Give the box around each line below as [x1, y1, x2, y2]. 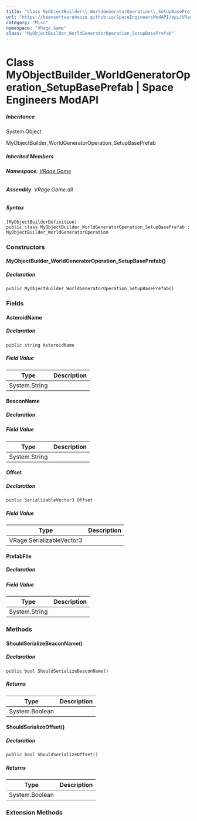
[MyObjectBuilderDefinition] [6, 219, 77, 225]
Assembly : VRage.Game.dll [6, 186, 73, 193]
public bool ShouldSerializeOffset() [6, 752, 98, 758]
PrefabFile [6, 553, 32, 560]
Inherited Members [6, 152, 54, 159]
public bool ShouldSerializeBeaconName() [6, 668, 109, 674]
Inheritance [6, 113, 35, 120]
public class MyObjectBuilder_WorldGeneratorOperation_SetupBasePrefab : [6, 224, 191, 230]
